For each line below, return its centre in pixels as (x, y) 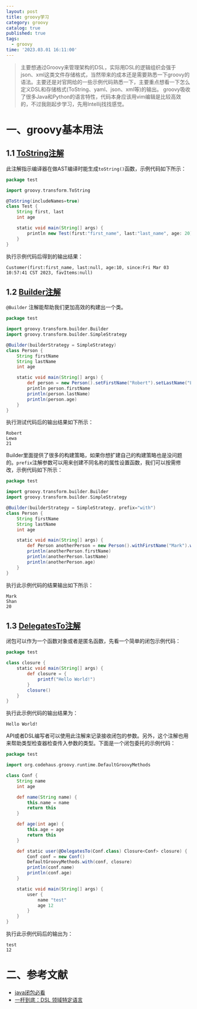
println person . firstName (59, 388)
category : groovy (27, 22)
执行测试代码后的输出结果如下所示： (50, 422)
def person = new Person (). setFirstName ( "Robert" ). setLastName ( (107, 383)
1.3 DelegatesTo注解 (43, 626)
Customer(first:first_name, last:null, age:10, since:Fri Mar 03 (87, 267)
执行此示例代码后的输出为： (40, 934)
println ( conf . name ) (51, 867)
